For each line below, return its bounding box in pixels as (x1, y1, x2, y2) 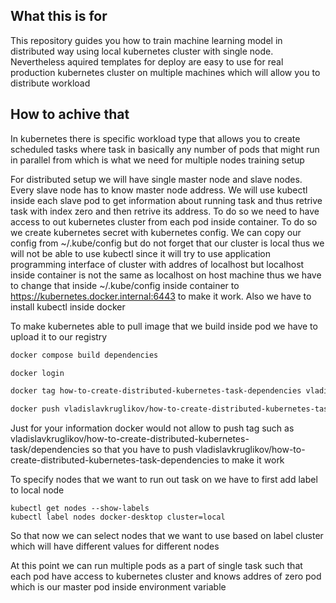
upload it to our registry (10, 330, 108, 343)
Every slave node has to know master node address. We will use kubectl (10, 184, 308, 196)
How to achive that (10, 106, 130, 123)
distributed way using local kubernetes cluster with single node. (10, 45, 274, 57)
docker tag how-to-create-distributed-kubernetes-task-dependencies (10, 386, 302, 396)
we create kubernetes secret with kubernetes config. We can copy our (10, 226, 302, 238)
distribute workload (10, 77, 91, 89)
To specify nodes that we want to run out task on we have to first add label (10, 474, 318, 486)
